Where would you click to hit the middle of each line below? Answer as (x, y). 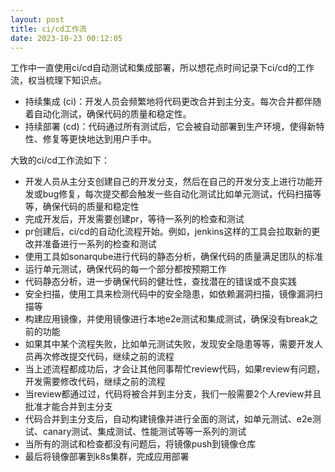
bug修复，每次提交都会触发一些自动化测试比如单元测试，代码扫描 (177, 194)
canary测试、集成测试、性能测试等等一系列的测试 (144, 432)
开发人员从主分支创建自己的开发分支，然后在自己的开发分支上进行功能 (169, 182)
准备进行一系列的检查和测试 (99, 244)
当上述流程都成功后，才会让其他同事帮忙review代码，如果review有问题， (174, 369)
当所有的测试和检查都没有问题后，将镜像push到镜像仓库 (140, 444)
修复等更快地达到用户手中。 (99, 139)
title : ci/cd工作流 (48, 29)
